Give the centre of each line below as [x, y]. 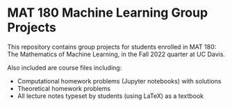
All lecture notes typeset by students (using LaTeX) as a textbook [110, 96]
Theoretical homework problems [64, 88]
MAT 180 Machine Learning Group [108, 13]
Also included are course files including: [65, 67]
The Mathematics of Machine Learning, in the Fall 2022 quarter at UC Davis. [116, 54]
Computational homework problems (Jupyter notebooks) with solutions [119, 81]
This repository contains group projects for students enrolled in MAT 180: [112, 47]
